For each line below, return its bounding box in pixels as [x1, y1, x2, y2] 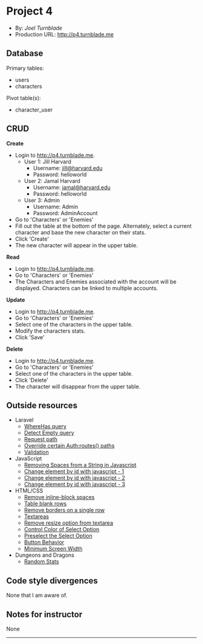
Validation [24, 448, 50, 456]
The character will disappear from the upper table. [14, 383, 141, 390]
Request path [24, 436, 57, 443]
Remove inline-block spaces [24, 494, 95, 501]
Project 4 [6, 4, 53, 18]
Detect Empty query [24, 429, 74, 437]
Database [6, 48, 43, 59]
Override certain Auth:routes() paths [24, 442, 115, 450]
